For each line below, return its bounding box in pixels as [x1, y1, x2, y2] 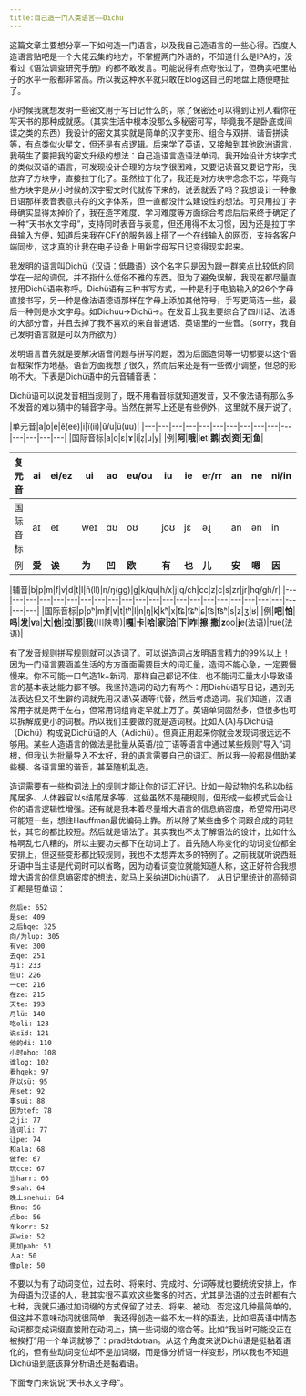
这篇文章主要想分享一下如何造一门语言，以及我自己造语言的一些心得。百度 [9, 39, 289, 50]
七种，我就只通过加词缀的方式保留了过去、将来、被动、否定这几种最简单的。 [9, 1300, 297, 1311]
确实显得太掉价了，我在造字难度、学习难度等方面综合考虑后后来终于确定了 [16, 207, 297, 218]
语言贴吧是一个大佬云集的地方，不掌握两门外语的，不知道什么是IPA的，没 [16, 51, 293, 62]
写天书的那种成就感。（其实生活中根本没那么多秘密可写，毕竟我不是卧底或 [9, 116, 285, 127]
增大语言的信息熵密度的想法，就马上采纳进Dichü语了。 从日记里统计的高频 [9, 871, 289, 882]
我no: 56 [9, 1203, 41, 1212]
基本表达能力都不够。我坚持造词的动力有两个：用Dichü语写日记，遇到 [25, 681, 287, 692]
